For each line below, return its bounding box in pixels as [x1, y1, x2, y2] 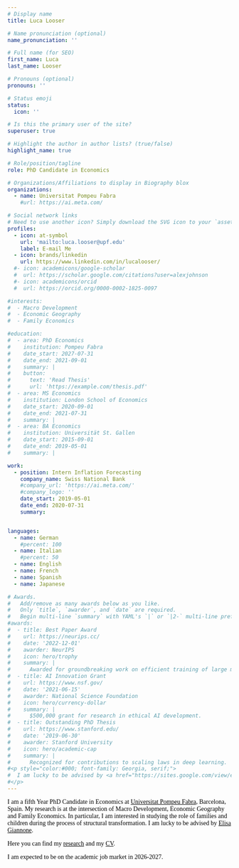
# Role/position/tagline [7, 159, 81, 167]
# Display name [7, 10, 53, 18]
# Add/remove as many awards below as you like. [7, 600, 161, 607]
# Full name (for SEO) [7, 49, 75, 57]
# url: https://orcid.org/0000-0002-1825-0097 [14, 285, 158, 292]
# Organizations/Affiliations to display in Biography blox [7, 179, 190, 186]
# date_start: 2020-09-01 [7, 403, 94, 410]
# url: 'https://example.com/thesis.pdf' [7, 383, 148, 391]
